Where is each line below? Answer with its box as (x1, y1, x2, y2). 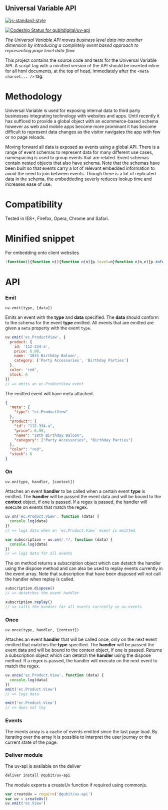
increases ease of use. (5, 181, 52, 187)
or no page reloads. (5, 134, 46, 140)
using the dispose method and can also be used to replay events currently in (5, 565, 163, 571)
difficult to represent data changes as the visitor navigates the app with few (5, 129, 161, 135)
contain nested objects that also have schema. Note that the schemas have (5, 160, 160, 166)
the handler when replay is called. (5, 576, 75, 582)
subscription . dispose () (5, 586, 55, 591)
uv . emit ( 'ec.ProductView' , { (5, 334, 66, 339)
